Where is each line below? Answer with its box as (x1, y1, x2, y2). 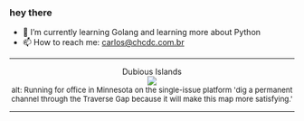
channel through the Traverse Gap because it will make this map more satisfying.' (11, 94, 293, 105)
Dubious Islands (121, 66, 183, 78)
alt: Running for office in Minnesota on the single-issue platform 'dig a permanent (11, 85, 293, 96)
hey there (9, 6, 52, 19)
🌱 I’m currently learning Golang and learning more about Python (22, 27, 261, 38)
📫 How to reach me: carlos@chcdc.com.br (22, 37, 185, 48)
